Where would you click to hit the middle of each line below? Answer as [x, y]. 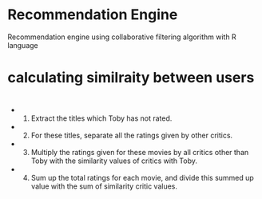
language [23, 45]
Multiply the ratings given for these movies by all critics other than [140, 153]
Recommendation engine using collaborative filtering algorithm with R [122, 37]
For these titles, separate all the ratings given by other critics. [132, 135]
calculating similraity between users [131, 78]
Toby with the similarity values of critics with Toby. [114, 161]
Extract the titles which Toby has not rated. [101, 118]
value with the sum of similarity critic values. [104, 186]
